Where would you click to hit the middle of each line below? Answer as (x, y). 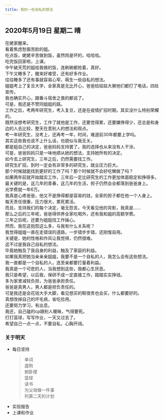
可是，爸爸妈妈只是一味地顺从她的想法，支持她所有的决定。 (65, 153)
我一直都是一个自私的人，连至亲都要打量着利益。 (54, 263)
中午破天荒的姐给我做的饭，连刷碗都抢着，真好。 (54, 68)
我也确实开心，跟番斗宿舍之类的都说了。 (46, 98)
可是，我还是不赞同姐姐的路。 (35, 104)
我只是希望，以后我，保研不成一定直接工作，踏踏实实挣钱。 (65, 275)
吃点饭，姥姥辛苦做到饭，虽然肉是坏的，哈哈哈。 (54, 55)
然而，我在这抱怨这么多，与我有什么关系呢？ (50, 226)
